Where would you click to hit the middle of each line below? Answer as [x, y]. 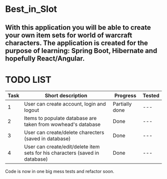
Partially [122, 104]
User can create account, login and [65, 104]
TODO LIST [28, 80]
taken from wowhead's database [62, 124]
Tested [151, 95]
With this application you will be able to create [78, 28]
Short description [66, 95]
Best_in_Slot [31, 9]
